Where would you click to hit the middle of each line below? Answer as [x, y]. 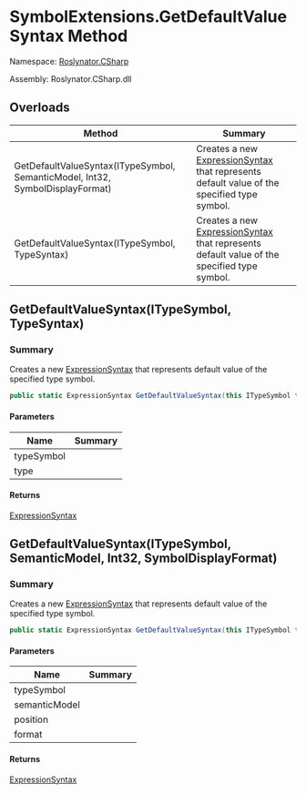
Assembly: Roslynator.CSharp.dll [71, 78]
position [31, 719]
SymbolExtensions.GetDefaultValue [148, 17]
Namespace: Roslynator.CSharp [69, 61]
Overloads [40, 108]
